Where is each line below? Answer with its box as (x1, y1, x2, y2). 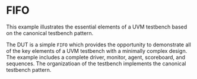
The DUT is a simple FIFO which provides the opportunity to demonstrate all (6, 41, 191, 48)
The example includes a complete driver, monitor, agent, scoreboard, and (6, 53, 186, 61)
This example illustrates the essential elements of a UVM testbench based (6, 23, 188, 30)
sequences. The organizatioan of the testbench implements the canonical (6, 60, 186, 67)
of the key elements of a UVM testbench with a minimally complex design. (6, 47, 188, 54)
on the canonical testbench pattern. (6, 29, 94, 36)
